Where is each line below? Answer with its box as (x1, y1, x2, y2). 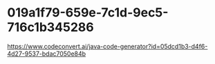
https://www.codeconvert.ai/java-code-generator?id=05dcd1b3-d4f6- (7, 42, 208, 50)
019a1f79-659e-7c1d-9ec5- (7, 5, 169, 21)
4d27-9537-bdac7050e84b (7, 50, 86, 58)
